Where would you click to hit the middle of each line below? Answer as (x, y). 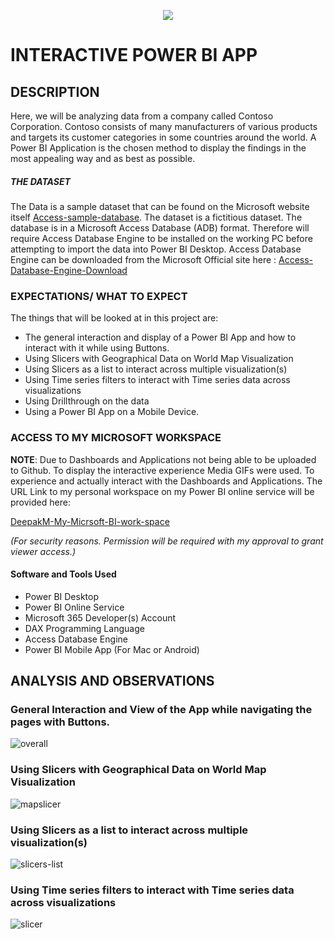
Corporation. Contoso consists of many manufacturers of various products (164, 126)
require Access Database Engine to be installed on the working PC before (161, 238)
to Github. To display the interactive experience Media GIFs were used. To (162, 470)
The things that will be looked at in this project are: (114, 318)
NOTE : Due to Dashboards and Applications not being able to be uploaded (163, 459)
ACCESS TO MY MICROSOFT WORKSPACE (116, 438)
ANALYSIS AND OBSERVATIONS (112, 681)
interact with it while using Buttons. (97, 348)
